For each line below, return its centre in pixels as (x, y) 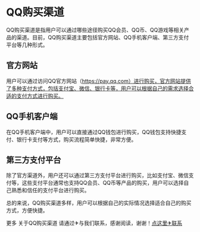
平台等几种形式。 (27, 45)
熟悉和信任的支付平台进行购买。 (50, 190)
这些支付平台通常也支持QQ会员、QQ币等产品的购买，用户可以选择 (103, 183)
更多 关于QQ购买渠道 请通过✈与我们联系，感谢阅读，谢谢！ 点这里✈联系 (94, 223)
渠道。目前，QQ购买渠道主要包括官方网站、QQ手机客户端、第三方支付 (103, 37)
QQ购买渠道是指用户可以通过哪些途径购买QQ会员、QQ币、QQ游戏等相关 (95, 30)
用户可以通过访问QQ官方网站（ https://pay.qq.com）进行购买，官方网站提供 (99, 81)
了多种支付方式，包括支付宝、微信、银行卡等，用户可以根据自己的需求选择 (97, 88)
